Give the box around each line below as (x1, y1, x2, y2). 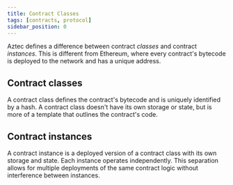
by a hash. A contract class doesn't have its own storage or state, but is (7, 103, 212, 111)
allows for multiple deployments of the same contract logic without (7, 164, 198, 172)
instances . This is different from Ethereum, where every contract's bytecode (7, 49, 226, 58)
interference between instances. (7, 171, 100, 179)
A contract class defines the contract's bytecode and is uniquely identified (7, 95, 221, 104)
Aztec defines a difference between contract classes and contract (7, 42, 197, 51)
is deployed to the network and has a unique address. (7, 57, 161, 65)
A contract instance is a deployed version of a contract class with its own (7, 149, 217, 157)
